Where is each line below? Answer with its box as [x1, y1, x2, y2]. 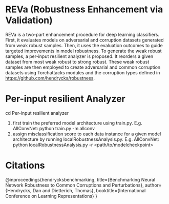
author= [145, 182, 162, 188]
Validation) [5, 14, 53, 26]
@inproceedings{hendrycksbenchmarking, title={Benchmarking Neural [5, 176, 156, 182]
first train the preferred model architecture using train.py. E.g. [12, 119, 142, 126]
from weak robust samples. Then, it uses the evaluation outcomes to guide [5, 42, 163, 48]
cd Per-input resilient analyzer [5, 110, 69, 116]
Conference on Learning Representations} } [5, 193, 97, 199]
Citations [5, 160, 45, 171]
